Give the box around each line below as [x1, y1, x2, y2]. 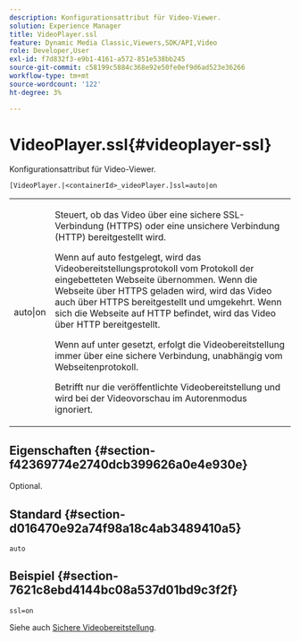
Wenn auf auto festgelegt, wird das [54, 252, 202, 264]
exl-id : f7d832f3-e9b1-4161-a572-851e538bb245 [9, 55, 186, 64]
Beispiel [9, 569, 55, 584]
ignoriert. [54, 404, 94, 416]
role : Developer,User [9, 47, 90, 56]
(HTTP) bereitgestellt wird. [54, 231, 167, 244]
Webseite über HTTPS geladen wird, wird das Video [54, 285, 272, 297]
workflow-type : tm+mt [9, 72, 90, 81]
